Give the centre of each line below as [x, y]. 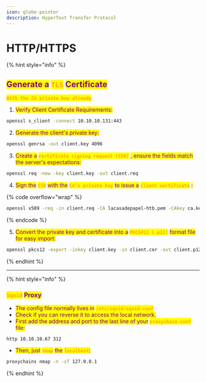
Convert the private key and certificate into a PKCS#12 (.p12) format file [105, 232]
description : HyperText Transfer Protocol [61, 18]
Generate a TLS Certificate [57, 84]
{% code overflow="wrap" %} [44, 197]
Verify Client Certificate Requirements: [64, 110]
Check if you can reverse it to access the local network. [86, 315]
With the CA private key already [49, 99]
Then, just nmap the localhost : [53, 350]
